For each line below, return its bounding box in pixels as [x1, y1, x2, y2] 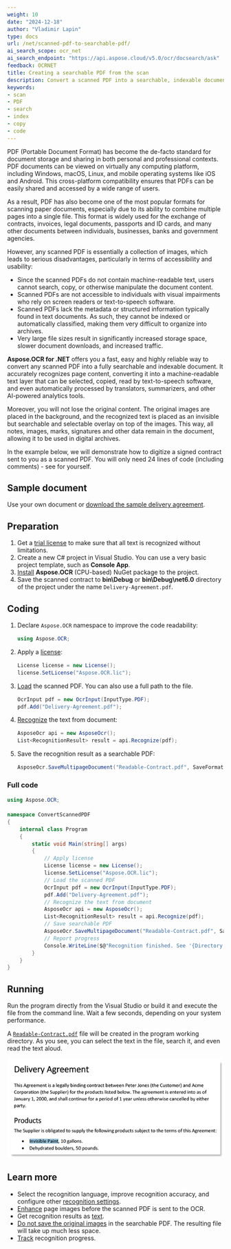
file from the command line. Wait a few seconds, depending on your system [7, 1009, 221, 1017]
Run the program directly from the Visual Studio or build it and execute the [7, 1001, 218, 1010]
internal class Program [19, 825, 88, 833]
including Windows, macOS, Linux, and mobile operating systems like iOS [7, 169, 216, 177]
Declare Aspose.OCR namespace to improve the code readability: [16, 621, 198, 629]
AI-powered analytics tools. [7, 391, 85, 400]
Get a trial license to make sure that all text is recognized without [16, 539, 201, 547]
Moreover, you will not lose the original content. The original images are [7, 404, 210, 413]
